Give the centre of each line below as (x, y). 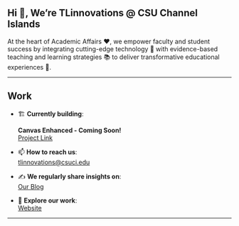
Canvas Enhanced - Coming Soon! (69, 130)
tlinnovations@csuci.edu (54, 162)
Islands (24, 25)
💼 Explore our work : (47, 200)
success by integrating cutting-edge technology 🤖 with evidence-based (113, 49)
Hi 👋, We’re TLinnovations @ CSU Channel (102, 13)
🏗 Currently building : (51, 114)
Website (30, 208)
